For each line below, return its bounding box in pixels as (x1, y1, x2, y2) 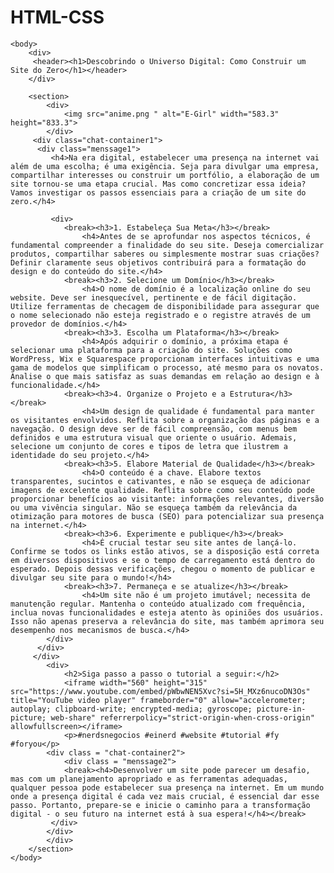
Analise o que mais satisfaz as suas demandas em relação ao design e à (10, 371, 320, 381)
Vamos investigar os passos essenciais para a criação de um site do (10, 187, 307, 198)
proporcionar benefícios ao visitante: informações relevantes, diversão (10, 494, 325, 504)
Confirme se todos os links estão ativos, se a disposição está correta (10, 546, 320, 556)
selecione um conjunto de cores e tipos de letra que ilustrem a (10, 441, 288, 451)
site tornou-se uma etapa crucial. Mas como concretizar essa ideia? (10, 179, 307, 189)
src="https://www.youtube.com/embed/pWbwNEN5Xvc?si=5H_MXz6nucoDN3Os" (10, 686, 311, 696)
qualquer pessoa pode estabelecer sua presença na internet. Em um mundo (10, 782, 325, 793)
